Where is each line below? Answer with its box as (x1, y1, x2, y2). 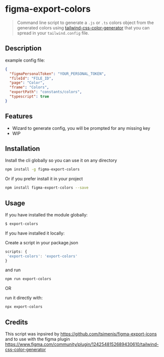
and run (5, 267, 21, 273)
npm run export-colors (5, 277, 51, 282)
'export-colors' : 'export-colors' (7, 254, 78, 259)
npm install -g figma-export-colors (5, 167, 80, 172)
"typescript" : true (9, 94, 49, 99)
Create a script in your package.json (5, 239, 78, 245)
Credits (5, 318, 28, 326)
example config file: (5, 57, 45, 63)
